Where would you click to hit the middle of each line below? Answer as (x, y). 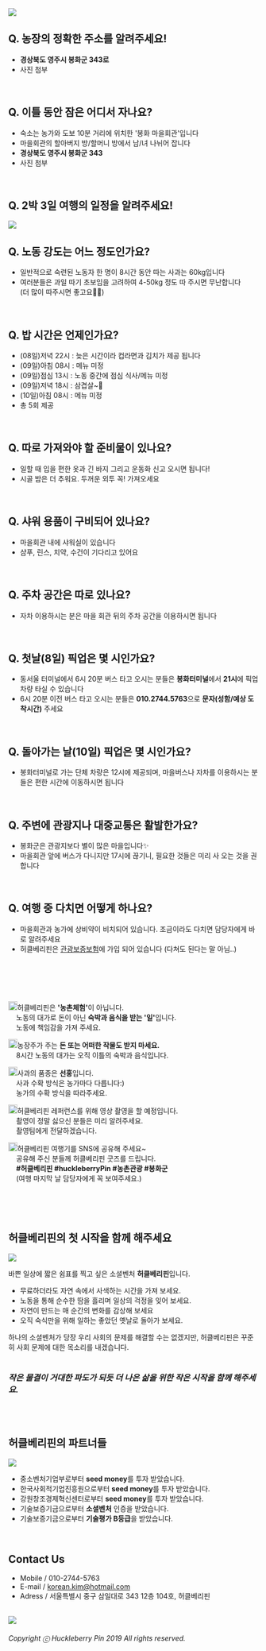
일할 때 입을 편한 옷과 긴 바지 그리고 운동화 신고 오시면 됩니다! (115, 469)
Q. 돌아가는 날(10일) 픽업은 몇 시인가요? (100, 751)
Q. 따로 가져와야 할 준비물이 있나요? (90, 448)
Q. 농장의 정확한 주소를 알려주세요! (88, 39)
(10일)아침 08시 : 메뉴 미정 (61, 396)
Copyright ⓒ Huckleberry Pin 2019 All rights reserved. (97, 1638)
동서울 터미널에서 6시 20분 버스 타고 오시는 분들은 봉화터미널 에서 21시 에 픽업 (139, 679)
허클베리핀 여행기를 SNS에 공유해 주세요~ (82, 1148)
